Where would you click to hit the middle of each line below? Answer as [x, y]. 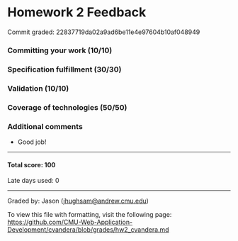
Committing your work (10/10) [60, 50]
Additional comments [45, 126]
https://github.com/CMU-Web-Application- [70, 222]
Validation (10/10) [38, 88]
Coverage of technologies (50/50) [67, 107]
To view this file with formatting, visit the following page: [90, 215]
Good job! [32, 142]
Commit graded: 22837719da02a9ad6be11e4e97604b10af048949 [104, 32]
